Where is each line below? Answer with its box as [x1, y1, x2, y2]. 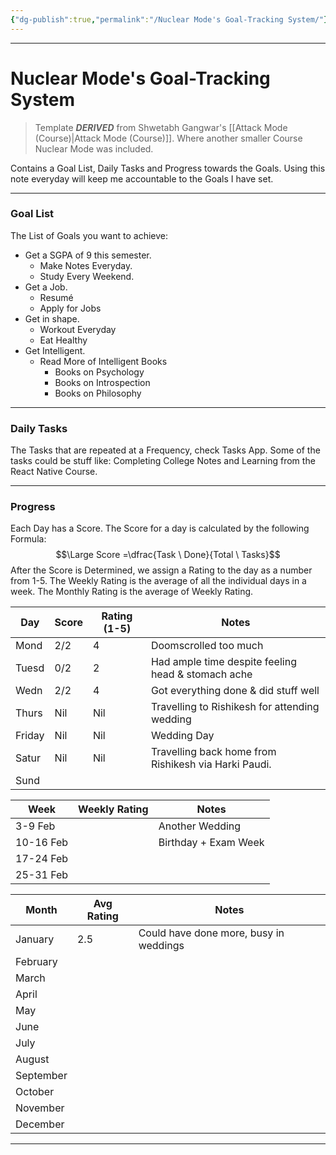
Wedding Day [150, 729, 215, 743]
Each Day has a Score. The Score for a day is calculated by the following [10, 522, 310, 535]
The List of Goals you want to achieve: [10, 229, 168, 241]
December [15, 1117, 65, 1131]
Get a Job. [24, 281, 68, 293]
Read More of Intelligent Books [39, 355, 168, 367]
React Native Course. [10, 466, 98, 478]
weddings [138, 939, 185, 953]
